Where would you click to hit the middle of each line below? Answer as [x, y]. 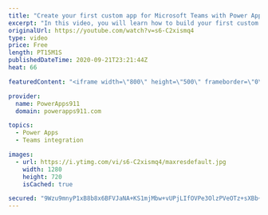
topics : [21, 125]
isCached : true [48, 184]
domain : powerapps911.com [59, 111]
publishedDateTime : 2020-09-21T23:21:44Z [78, 61]
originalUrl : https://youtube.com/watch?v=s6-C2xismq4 [101, 30]
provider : [25, 96]
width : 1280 [42, 169]
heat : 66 [23, 68]
